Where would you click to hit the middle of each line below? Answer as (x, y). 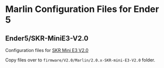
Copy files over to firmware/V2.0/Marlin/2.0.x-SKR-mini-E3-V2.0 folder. (80, 60)
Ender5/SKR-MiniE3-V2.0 (47, 38)
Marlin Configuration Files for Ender (82, 9)
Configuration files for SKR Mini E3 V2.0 (47, 50)
